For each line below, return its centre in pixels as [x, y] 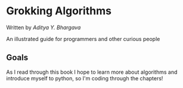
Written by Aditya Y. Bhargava [44, 27]
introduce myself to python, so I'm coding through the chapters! [85, 78]
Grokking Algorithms [59, 11]
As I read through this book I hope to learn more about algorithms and [92, 72]
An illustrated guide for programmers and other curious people [83, 39]
